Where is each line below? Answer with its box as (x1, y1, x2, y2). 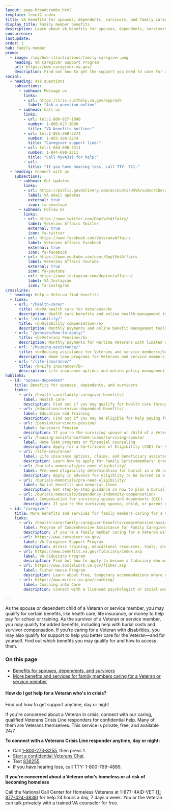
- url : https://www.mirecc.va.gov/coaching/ (18, 577, 115, 582)
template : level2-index (5, 12, 56, 17)
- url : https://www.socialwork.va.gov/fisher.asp (18, 563, 126, 568)
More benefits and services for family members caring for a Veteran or (12, 673, 161, 679)
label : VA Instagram (27, 278, 72, 283)
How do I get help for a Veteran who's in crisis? (5, 690, 107, 696)
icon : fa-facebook (27, 250, 67, 255)
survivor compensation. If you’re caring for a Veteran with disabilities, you (5, 627, 160, 633)
